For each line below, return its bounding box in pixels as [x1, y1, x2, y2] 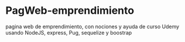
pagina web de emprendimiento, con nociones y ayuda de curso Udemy [5, 23, 180, 30]
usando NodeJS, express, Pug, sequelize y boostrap [5, 29, 132, 36]
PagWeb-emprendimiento [5, 4, 135, 17]
